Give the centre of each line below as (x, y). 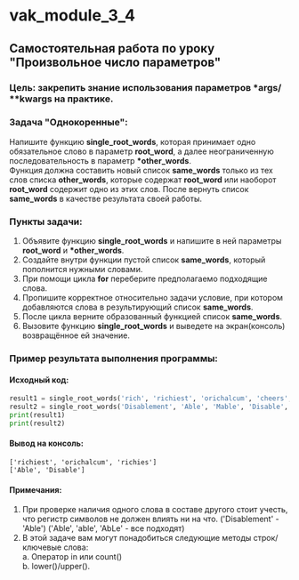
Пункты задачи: (46, 222)
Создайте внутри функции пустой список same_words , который (144, 260)
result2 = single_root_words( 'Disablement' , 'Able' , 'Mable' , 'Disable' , (149, 407)
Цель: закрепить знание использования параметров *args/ (145, 87)
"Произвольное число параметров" (115, 62)
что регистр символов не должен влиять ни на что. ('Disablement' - (151, 519)
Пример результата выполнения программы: (113, 358)
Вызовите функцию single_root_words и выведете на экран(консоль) (154, 326)
